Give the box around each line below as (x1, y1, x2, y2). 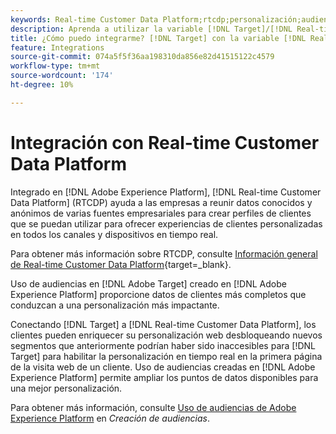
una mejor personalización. (10, 382, 123, 394)
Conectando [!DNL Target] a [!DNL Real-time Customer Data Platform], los (10, 318, 317, 330)
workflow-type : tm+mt (10, 61, 101, 71)
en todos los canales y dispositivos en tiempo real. (10, 228, 219, 240)
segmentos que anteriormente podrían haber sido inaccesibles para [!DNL (10, 339, 317, 351)
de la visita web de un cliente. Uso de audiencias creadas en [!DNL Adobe (10, 361, 316, 373)
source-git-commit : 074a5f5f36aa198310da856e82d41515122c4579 (10, 52, 275, 62)
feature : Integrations (10, 42, 105, 53)
